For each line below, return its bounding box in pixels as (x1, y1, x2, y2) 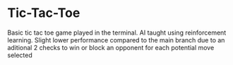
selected (7, 51, 33, 59)
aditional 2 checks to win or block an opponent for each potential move (7, 43, 215, 52)
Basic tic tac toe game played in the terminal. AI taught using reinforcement (7, 28, 227, 37)
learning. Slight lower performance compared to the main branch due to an (7, 35, 225, 44)
